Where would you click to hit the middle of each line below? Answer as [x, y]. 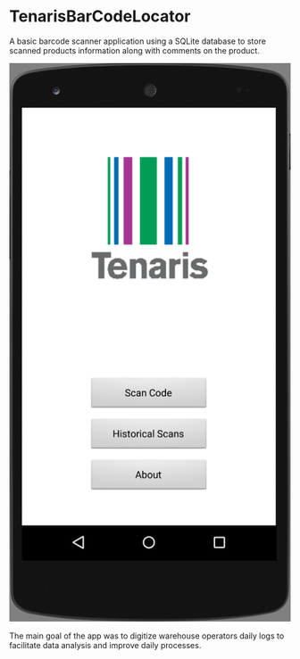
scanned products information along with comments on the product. [135, 50]
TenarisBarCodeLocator [100, 16]
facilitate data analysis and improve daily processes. [105, 646]
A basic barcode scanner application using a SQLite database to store [137, 41]
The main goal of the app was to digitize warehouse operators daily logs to [147, 636]
